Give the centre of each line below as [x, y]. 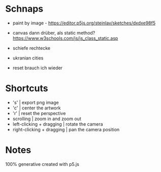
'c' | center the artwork [37, 108]
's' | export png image [36, 102]
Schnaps [24, 9]
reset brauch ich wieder [37, 68]
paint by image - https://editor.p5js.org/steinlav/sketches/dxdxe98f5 [84, 23]
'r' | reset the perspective [39, 113]
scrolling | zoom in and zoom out [47, 119]
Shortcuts [27, 88]
